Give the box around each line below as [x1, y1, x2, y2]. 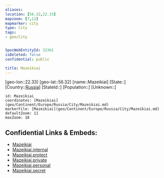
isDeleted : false [5, 52, 41, 57]
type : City [5, 25, 28, 30]
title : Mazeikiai [5, 66, 41, 71]
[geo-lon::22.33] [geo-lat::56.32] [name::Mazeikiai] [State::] [5, 79, 126, 85]
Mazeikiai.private [12, 157, 47, 163]
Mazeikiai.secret [12, 168, 46, 174]
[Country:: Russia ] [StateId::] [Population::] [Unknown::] [5, 84, 117, 90]
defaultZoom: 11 [5, 111, 38, 116]
